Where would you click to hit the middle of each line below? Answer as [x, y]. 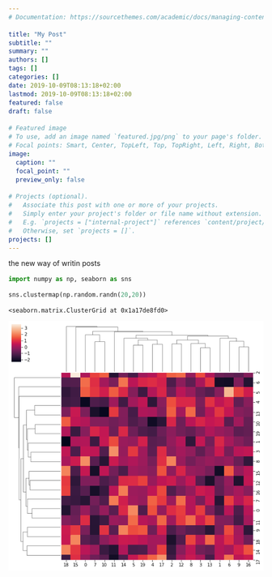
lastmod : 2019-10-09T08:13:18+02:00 [70, 94]
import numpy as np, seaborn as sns [70, 280]
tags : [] [23, 69]
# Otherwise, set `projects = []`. [72, 231]
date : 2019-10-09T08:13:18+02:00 [65, 85]
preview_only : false [50, 180]
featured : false [36, 103]
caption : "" [36, 162]
